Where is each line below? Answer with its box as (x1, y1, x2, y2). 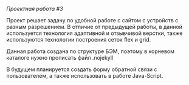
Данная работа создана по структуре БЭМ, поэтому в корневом (6, 48, 175, 55)
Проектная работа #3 (6, 5, 63, 12)
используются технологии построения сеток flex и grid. (6, 36, 151, 43)
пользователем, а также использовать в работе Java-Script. (6, 72, 163, 79)
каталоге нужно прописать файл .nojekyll (6, 54, 114, 61)
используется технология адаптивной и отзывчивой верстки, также (6, 30, 183, 37)
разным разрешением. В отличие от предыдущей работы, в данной (6, 24, 183, 30)
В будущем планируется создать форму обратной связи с (6, 66, 157, 73)
